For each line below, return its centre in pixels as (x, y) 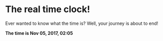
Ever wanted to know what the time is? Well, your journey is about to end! (82, 23)
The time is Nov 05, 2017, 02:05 (39, 33)
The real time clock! (48, 9)
